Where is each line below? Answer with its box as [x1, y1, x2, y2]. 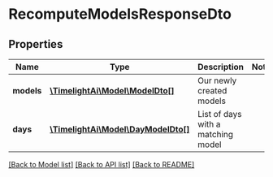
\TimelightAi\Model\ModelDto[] [50, 85, 175, 96]
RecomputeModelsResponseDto [8, 5, 232, 24]
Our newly [197, 75, 237, 86]
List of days [197, 109, 242, 119]
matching [197, 129, 234, 140]
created [197, 85, 227, 96]
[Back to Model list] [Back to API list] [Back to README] [8, 160, 195, 169]
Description [197, 62, 244, 72]
